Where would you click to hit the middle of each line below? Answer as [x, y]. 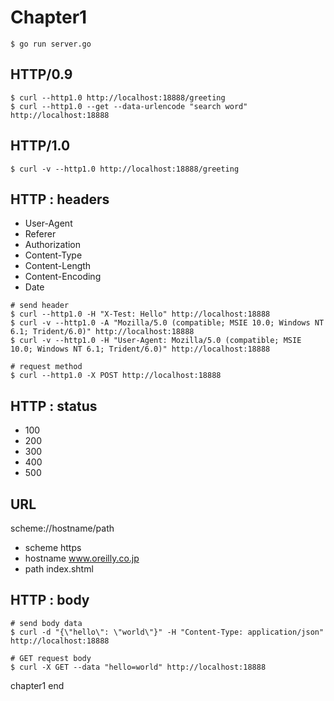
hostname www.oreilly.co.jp [82, 558]
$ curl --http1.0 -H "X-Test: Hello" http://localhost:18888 [140, 314]
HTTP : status [54, 406]
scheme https [53, 547]
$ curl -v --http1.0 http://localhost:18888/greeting [125, 169]
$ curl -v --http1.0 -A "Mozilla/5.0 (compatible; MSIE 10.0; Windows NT [167, 323]
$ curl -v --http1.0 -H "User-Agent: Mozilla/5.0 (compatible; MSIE [156, 341]
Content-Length [58, 266]
